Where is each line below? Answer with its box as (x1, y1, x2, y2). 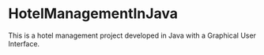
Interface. (8, 38, 40, 48)
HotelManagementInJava (8, 5, 178, 23)
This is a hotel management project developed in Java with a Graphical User (8, 31, 257, 40)
